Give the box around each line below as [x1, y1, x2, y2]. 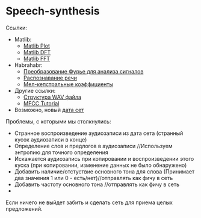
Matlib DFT [23, 48, 51, 55]
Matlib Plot [23, 42, 51, 49]
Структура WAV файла [23, 93, 82, 101]
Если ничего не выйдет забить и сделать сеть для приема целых [5, 199, 173, 206]
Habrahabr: [14, 61, 43, 69]
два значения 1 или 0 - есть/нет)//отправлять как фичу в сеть [14, 174, 173, 181]
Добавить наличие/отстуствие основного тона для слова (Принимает [14, 167, 195, 175]
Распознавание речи [23, 74, 78, 81]
